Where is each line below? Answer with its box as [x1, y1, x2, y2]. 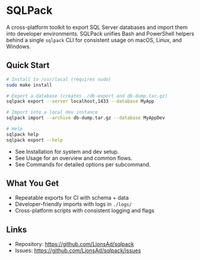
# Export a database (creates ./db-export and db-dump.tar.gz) [6, 93, 168, 99]
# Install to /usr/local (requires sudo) [6, 76, 112, 82]
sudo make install [6, 82, 52, 88]
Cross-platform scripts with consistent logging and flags [14, 207, 155, 214]
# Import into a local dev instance [6, 109, 98, 115]
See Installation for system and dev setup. [14, 148, 119, 155]
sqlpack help [6, 131, 39, 138]
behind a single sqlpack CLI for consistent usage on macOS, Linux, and [6, 36, 182, 43]
